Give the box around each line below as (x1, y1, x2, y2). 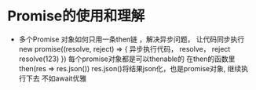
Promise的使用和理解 (7, 7, 145, 25)
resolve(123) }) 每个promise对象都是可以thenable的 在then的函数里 (18, 54, 236, 63)
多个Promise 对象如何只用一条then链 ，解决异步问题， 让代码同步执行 (18, 34, 245, 44)
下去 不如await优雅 (25, 74, 87, 83)
